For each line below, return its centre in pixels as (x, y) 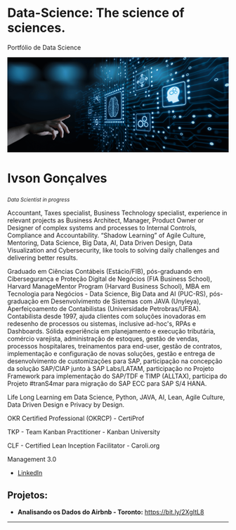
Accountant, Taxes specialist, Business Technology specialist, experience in (117, 213)
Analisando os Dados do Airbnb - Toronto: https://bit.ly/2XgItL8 (111, 512)
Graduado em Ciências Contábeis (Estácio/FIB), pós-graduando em (105, 272)
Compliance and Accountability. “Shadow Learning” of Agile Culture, (106, 235)
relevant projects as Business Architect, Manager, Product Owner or (106, 220)
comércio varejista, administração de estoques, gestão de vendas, (104, 339)
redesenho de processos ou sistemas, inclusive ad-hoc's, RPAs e (102, 324)
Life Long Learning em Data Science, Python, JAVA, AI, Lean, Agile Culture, (116, 397)
